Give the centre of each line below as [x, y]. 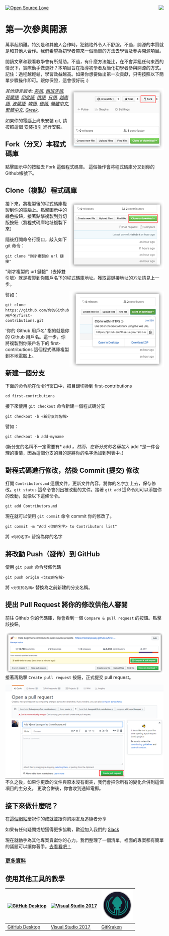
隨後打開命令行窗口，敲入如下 [36, 239]
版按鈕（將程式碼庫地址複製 [34, 222]
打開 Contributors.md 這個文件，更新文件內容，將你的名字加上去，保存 [78, 483]
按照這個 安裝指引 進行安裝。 [35, 127]
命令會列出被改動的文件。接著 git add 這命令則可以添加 [100, 490]
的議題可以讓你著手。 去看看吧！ [38, 846]
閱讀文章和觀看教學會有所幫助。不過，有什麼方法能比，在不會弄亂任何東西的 [84, 61]
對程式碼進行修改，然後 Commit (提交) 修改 [72, 470]
